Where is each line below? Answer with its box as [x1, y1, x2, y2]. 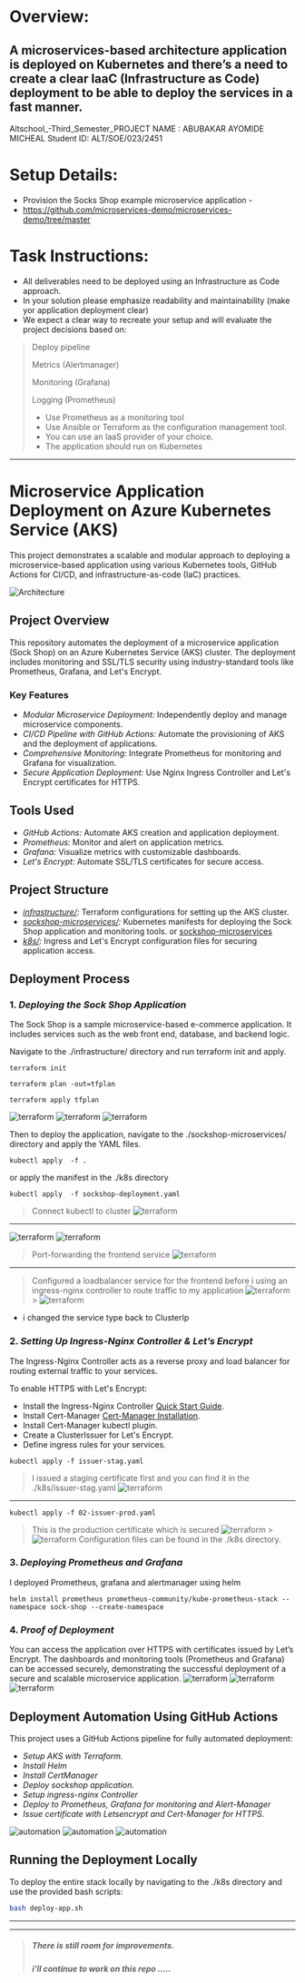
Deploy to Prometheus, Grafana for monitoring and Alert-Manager [22, 1799, 271, 1810]
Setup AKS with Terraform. [22, 1750, 123, 1762]
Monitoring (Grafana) [31, 377, 111, 388]
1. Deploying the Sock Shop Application [9, 998, 187, 1011]
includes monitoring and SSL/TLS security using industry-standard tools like [9, 656, 294, 667]
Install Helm [22, 1760, 68, 1771]
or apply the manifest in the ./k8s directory [9, 1173, 170, 1183]
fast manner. [9, 99, 84, 114]
